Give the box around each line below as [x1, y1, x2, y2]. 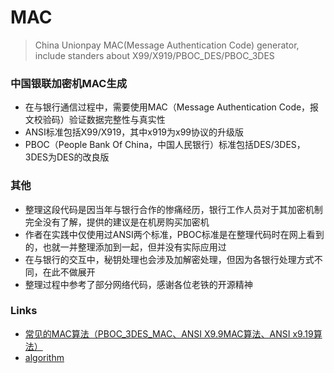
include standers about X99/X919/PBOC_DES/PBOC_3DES [34, 49, 275, 61]
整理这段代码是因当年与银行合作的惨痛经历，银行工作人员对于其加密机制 [24, 203, 323, 215]
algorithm [24, 351, 65, 363]
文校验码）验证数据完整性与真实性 [24, 114, 166, 126]
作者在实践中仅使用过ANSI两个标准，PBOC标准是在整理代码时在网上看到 [24, 228, 325, 240]
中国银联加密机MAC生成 [10, 76, 128, 90]
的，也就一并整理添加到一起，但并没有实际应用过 [24, 241, 227, 253]
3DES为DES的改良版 [24, 151, 110, 163]
